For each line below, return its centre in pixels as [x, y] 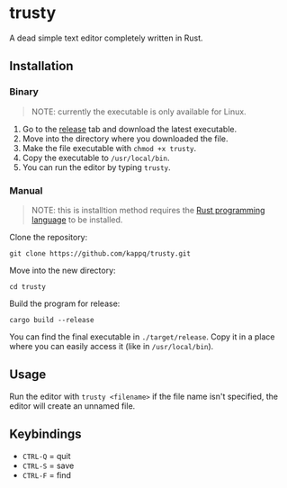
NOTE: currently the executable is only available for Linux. [139, 112]
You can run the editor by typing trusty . [96, 167]
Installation [41, 66]
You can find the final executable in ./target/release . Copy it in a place [142, 337]
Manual [26, 190]
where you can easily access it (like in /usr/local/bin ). [112, 346]
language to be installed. [77, 220]
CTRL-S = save [48, 465]
